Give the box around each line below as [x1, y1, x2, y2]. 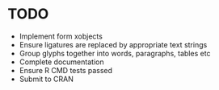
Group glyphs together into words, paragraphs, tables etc [19, 48, 211, 58]
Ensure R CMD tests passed [19, 65, 112, 75]
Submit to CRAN [19, 74, 74, 84]
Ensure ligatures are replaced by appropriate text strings [19, 39, 208, 49]
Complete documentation [19, 57, 104, 67]
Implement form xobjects [19, 31, 103, 41]
